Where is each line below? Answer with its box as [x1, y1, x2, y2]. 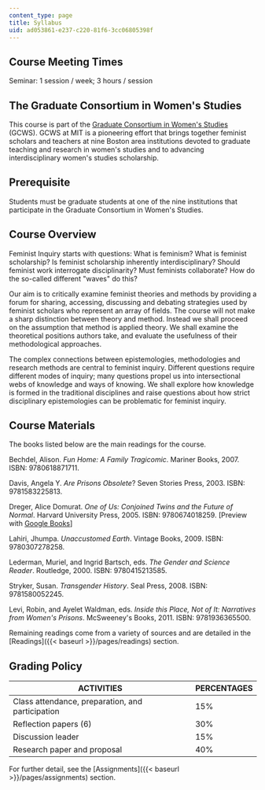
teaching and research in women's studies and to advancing [9, 145, 204, 154]
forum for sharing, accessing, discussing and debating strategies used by [9, 297, 248, 307]
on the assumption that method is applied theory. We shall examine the [9, 322, 239, 332]
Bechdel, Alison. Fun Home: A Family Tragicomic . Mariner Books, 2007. [9, 455, 240, 465]
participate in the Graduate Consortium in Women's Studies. [9, 205, 204, 215]
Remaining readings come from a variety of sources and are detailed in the [9, 628, 251, 638]
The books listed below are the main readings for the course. [9, 439, 207, 449]
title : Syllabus [9, 19, 62, 27]
